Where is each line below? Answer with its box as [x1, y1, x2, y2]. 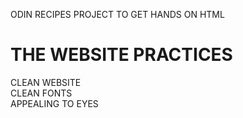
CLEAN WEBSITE [10, 76, 82, 88]
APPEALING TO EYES [10, 97, 99, 109]
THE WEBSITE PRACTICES [10, 44, 233, 66]
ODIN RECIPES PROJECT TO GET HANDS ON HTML [10, 9, 225, 20]
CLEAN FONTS [10, 87, 73, 99]
